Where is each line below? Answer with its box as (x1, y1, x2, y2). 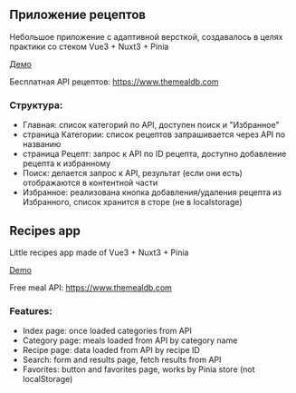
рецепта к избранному (22, 158, 111, 169)
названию (22, 139, 62, 150)
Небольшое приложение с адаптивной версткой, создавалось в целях (9, 31, 283, 42)
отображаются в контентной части (22, 177, 158, 189)
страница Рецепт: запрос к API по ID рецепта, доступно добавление (22, 149, 287, 160)
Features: (9, 304, 53, 317)
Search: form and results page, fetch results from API (22, 354, 222, 366)
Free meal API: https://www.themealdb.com (9, 281, 172, 293)
